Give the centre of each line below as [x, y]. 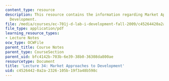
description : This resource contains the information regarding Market [82, 15]
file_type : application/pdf [35, 29]
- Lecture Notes [22, 38]
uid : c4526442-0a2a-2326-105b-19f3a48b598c [52, 71]
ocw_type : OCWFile [24, 43]
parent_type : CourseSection [35, 52]
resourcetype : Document [30, 61]
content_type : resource [30, 10]
